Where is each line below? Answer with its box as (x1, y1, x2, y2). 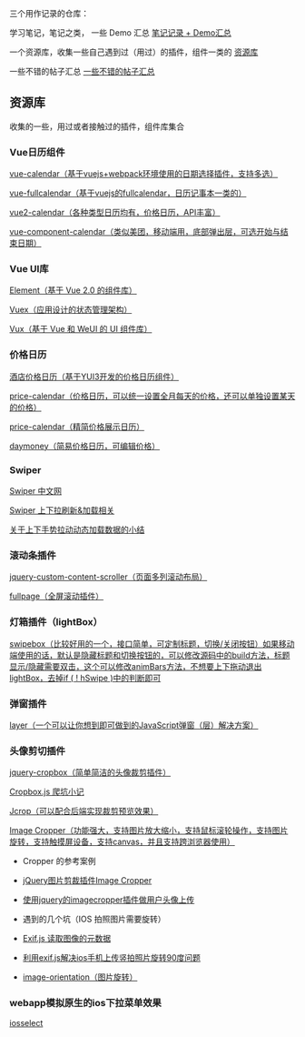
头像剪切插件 (9, 744, 66, 757)
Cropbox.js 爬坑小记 (9, 786, 84, 798)
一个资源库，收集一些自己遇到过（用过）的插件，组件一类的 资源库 (9, 46, 259, 57)
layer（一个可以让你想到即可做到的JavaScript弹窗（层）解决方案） (9, 720, 259, 730)
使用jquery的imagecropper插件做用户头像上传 (22, 894, 195, 905)
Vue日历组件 (9, 146, 65, 158)
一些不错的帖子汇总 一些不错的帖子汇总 (9, 66, 155, 76)
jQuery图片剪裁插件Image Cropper (22, 875, 152, 886)
